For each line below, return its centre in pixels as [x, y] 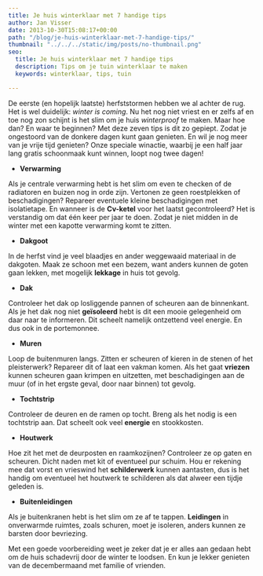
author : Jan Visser [40, 23]
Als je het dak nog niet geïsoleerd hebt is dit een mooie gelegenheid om [125, 311]
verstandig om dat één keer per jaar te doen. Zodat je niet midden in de [123, 217]
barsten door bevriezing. [48, 533]
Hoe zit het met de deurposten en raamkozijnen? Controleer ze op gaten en [130, 453]
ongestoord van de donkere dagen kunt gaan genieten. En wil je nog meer [128, 136]
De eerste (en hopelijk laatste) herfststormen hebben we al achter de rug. [127, 103]
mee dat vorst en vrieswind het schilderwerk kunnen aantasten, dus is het [129, 469]
